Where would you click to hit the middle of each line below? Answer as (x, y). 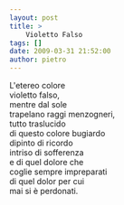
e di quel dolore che (47, 162)
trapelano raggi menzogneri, (62, 114)
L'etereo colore (38, 85)
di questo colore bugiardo (57, 133)
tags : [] (26, 43)
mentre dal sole (38, 104)
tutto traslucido (38, 124)
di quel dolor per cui (47, 181)
